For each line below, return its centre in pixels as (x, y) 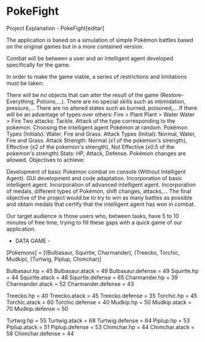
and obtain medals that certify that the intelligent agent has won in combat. (101, 204)
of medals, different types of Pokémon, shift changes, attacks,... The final (99, 191)
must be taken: (25, 83)
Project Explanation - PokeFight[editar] (55, 28)
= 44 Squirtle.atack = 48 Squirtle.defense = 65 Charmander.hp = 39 (92, 277)
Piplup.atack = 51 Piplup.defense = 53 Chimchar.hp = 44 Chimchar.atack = (100, 327)
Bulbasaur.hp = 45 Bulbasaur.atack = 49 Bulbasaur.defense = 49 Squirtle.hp (102, 271)
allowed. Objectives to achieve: (46, 159)
